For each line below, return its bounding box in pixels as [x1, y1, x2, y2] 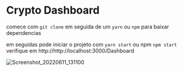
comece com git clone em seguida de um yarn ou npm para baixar [6, 23, 169, 30]
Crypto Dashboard [6, 4, 100, 17]
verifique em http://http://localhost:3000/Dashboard [6, 47, 134, 54]
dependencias [6, 29, 42, 36]
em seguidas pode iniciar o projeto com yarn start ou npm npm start [6, 41, 177, 48]
